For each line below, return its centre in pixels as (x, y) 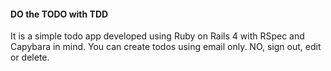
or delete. (30, 57)
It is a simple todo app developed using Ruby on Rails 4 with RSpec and (157, 36)
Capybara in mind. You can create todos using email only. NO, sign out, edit (166, 47)
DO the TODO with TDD (59, 14)
